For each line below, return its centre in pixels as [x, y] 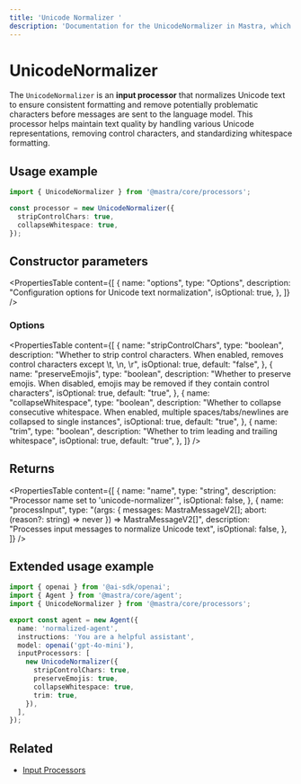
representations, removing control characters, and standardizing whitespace [151, 134]
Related [31, 748]
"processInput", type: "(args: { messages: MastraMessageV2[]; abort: [138, 510]
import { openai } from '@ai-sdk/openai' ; [90, 587]
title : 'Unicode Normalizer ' [66, 18]
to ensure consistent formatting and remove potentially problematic [134, 105]
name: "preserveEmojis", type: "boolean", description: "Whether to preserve [150, 373]
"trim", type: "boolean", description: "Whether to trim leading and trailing [144, 431]
